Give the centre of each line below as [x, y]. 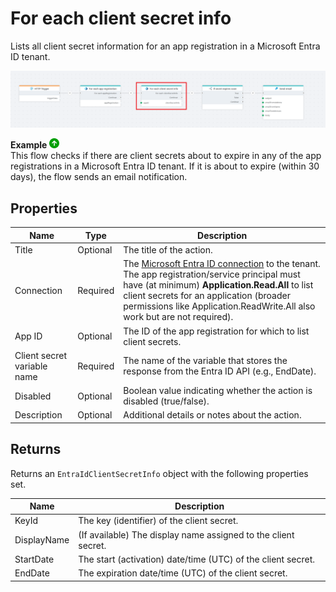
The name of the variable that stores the [205, 361]
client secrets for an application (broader [207, 296]
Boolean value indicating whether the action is [218, 391]
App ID [28, 336]
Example [29, 145]
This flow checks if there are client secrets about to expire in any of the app [166, 156]
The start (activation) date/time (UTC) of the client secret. [197, 559]
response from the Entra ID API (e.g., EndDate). [220, 371]
